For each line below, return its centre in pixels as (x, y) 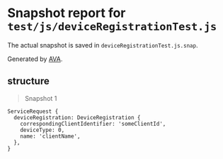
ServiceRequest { (33, 111)
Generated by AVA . (35, 59)
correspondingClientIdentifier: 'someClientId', (93, 124)
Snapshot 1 (41, 98)
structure (28, 81)
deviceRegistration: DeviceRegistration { (77, 117)
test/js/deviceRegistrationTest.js (112, 27)
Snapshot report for (67, 13)
